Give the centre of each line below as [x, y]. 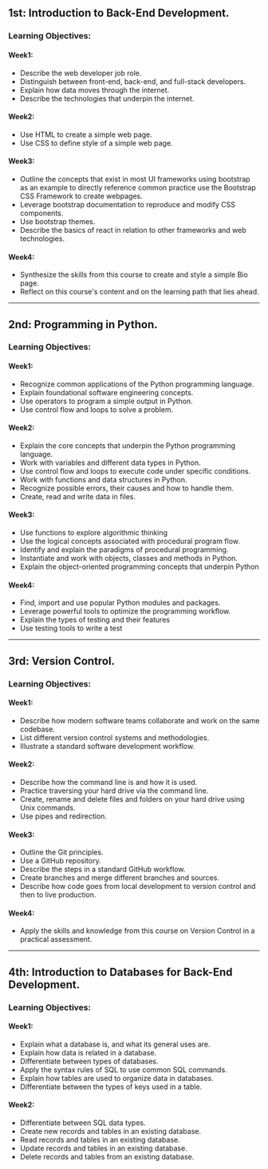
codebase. [37, 729]
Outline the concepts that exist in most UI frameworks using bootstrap [135, 178]
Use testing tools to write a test [71, 628]
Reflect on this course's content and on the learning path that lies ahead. [139, 292]
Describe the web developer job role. [81, 73]
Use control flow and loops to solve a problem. [97, 409]
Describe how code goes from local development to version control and [138, 887]
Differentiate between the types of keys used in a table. [111, 1087]
